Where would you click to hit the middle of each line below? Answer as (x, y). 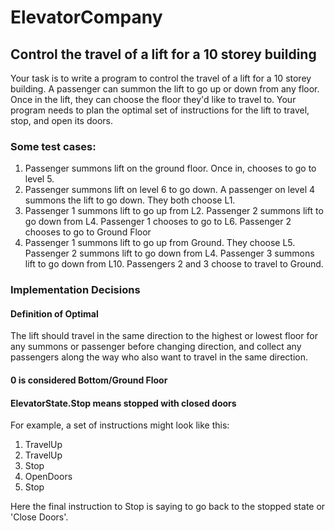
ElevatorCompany (86, 17)
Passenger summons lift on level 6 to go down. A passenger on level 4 (169, 190)
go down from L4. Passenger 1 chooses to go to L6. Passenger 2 (158, 222)
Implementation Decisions (75, 290)
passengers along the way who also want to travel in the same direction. (159, 357)
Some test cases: (53, 146)
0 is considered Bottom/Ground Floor (89, 380)
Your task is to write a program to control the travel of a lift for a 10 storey (161, 78)
